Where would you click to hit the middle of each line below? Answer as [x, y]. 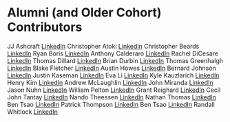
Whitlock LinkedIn [33, 112]
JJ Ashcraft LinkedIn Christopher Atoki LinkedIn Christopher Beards [103, 46]
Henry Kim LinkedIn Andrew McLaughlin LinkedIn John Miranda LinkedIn [110, 82]
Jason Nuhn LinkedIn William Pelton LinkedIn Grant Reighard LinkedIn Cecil [114, 90]
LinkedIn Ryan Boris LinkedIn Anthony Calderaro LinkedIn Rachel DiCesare [113, 53]
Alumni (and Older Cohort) [84, 13]
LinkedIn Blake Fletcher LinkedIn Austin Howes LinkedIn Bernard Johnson [112, 68]
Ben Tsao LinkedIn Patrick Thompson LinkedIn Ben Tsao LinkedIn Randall [111, 104]
